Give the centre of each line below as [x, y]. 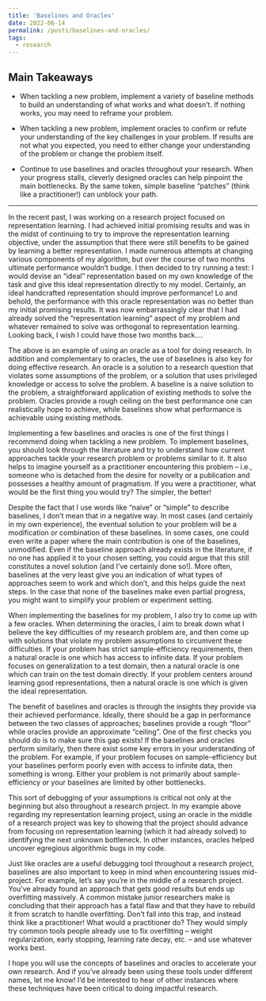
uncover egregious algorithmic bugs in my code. [87, 848]
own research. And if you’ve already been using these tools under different [131, 971]
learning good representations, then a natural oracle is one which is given [128, 682]
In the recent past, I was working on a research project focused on [117, 217]
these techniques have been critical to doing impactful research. [113, 988]
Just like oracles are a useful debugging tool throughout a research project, [131, 863]
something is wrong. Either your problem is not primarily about [110, 774]
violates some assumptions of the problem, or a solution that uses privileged [133, 375]
